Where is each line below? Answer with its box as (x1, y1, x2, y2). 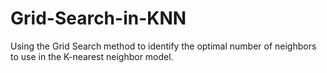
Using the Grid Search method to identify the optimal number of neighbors (10, 40, 317, 52)
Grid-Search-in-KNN (10, 7, 187, 30)
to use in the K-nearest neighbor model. (10, 50, 174, 62)
